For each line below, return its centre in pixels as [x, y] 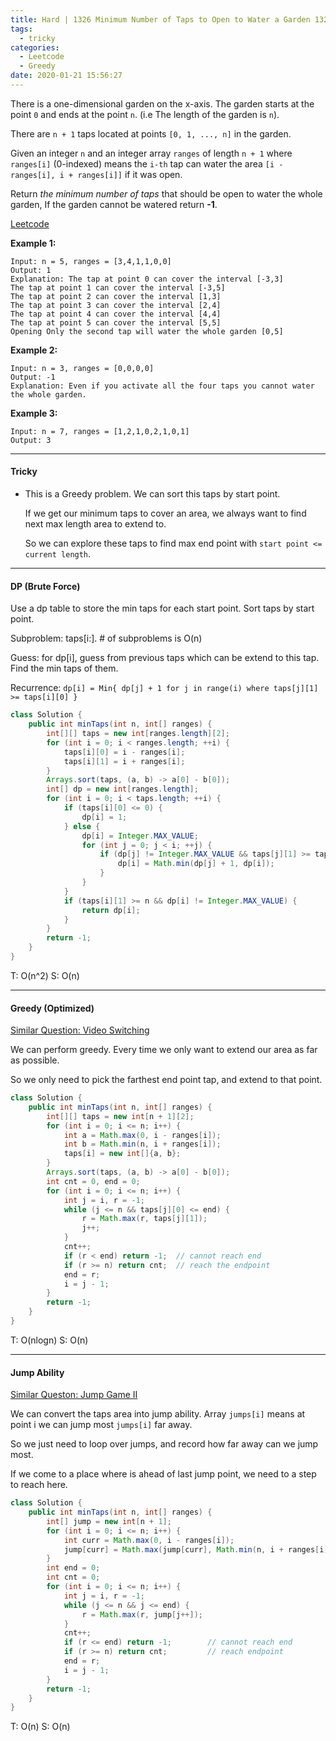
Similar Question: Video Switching [80, 1030]
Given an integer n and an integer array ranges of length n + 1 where [151, 153]
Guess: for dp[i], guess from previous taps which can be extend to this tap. [165, 658]
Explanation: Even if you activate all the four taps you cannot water [162, 386]
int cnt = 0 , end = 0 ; [93, 1181]
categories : [35, 47]
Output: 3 [31, 440]
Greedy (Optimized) [52, 1008]
